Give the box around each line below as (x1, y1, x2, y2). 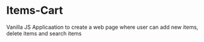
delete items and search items (6, 29, 82, 37)
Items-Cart (6, 4, 63, 17)
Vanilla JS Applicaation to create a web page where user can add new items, (6, 23, 199, 31)
